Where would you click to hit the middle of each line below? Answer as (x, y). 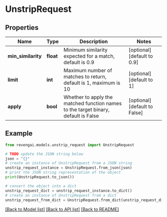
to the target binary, (87, 109)
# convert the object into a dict (41, 186)
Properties (22, 28)
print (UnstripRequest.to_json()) (40, 177)
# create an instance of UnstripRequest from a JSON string (69, 163)
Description (93, 42)
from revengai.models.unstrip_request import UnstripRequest (70, 145)
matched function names (93, 103)
